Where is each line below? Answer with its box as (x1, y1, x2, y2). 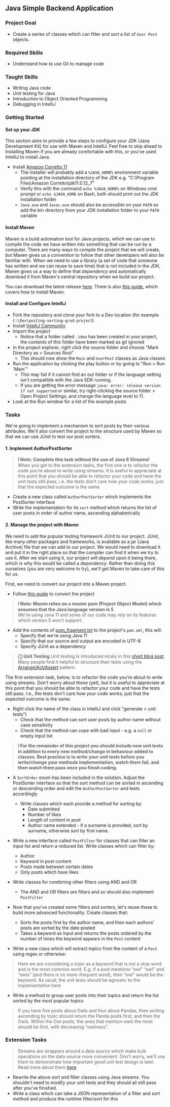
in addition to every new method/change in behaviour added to (17, 748, 154, 754)
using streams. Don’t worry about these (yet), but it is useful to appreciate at (5, 680, 165, 686)
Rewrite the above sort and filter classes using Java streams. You (12, 1074, 150, 1080)
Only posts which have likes (20, 869, 79, 875)
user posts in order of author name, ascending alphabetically (12, 510, 141, 516)
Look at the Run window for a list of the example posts (12, 398, 127, 404)
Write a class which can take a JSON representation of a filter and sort (12, 1090, 160, 1096)
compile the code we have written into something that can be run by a (5, 241, 152, 247)
